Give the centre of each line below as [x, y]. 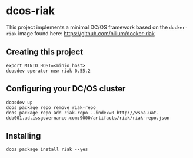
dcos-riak [30, 11]
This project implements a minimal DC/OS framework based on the [87, 27]
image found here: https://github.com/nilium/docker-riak [86, 33]
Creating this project [45, 52]
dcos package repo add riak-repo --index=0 [60, 113]
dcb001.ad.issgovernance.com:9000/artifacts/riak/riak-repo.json [88, 118]
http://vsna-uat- [138, 113]
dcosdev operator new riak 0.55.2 [49, 71]
